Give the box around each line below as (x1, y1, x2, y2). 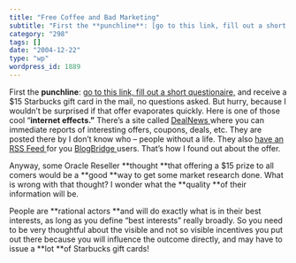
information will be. (9, 188, 80, 199)
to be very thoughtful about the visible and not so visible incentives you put (9, 224, 284, 235)
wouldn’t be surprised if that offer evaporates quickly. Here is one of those (9, 105, 281, 116)
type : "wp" (9, 54, 49, 63)
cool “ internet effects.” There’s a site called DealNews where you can (9, 114, 265, 125)
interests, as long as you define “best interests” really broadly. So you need (9, 214, 283, 226)
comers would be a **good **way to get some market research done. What (9, 169, 285, 180)
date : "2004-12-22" (9, 46, 81, 55)
